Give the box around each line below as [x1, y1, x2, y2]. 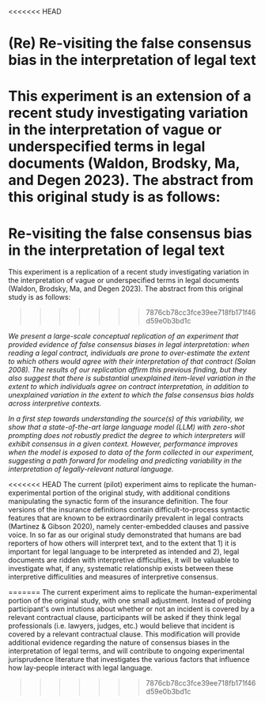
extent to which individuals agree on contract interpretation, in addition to [8, 382, 249, 391]
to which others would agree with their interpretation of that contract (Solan [8, 357, 256, 366]
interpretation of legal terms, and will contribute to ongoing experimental [8, 646, 245, 656]
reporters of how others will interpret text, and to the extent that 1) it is [8, 539, 237, 548]
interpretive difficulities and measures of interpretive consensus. [8, 573, 219, 582]
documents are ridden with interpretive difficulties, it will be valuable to [8, 555, 240, 565]
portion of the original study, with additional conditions [52, 488, 231, 497]
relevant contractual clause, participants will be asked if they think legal [8, 613, 241, 622]
